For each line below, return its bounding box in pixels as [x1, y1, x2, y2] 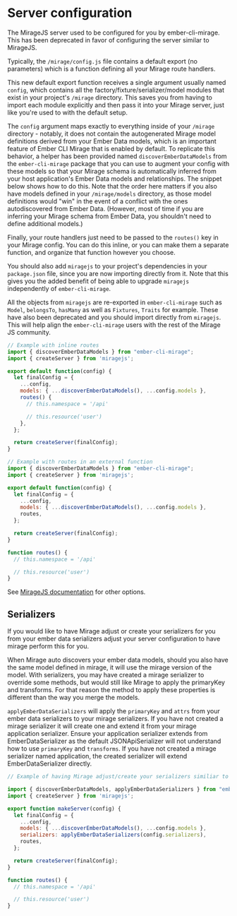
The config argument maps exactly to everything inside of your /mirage [7, 121, 215, 130]
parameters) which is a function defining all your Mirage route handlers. [7, 64, 216, 73]
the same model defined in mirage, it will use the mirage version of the [7, 663, 212, 672]
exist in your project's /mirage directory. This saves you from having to [7, 93, 213, 102]
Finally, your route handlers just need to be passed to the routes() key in [7, 233, 219, 242]
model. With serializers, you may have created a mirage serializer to [7, 671, 205, 679]
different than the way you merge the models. [7, 694, 140, 702]
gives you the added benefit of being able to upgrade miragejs [7, 277, 189, 285]
